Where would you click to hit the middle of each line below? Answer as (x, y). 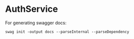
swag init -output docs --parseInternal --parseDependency (67, 32)
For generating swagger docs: (36, 23)
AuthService (32, 9)
